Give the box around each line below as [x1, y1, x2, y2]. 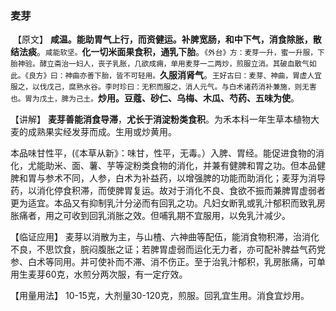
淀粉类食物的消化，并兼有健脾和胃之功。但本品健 [123, 160, 326, 172]
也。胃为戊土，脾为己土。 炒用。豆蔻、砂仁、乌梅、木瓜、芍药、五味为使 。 [10, 92, 300, 104]
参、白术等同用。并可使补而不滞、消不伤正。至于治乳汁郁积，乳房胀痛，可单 [10, 256, 326, 268]
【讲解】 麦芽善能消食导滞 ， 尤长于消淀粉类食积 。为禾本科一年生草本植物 [10, 113, 311, 126]
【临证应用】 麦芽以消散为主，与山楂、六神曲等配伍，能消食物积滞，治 [10, 231, 302, 243]
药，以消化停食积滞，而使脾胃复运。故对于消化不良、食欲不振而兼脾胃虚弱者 [10, 185, 326, 197]
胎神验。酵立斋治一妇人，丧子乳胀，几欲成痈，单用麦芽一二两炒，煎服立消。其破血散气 [10, 59, 310, 69]
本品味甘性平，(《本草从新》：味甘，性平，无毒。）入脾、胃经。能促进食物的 [10, 147, 317, 159]
